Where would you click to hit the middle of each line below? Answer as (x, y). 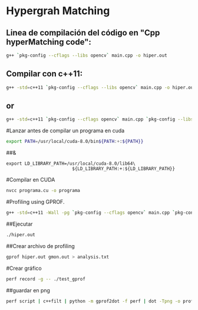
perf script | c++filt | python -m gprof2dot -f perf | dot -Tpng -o (93, 301)
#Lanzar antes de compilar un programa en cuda (65, 130)
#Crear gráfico (24, 268)
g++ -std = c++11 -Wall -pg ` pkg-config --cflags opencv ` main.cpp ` (91, 213)
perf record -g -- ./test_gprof (46, 279)
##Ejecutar (19, 224)
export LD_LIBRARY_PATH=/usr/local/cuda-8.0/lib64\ (71, 164)
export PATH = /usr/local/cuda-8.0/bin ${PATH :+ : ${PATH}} (75, 142)
